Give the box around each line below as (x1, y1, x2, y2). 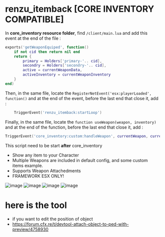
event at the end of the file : (5, 35, 61, 41)
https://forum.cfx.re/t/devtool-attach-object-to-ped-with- (12, 221, 129, 227)
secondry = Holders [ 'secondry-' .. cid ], (23, 63, 107, 68)
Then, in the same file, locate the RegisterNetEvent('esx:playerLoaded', (5, 90, 152, 96)
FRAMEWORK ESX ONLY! (12, 173, 64, 179)
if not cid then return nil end (14, 49, 80, 54)
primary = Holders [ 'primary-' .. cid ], (23, 58, 102, 63)
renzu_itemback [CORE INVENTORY (5, 3, 155, 15)
